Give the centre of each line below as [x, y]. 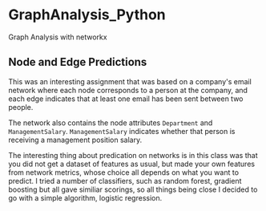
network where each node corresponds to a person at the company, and [128, 90]
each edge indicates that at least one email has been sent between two [126, 99]
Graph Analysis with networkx [58, 37]
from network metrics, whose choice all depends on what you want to [123, 172]
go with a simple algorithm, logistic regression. [85, 197]
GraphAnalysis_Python [87, 15]
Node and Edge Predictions [78, 62]
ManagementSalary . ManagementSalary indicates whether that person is [122, 131]
